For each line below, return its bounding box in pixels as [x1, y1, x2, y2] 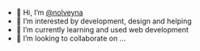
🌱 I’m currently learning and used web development [15, 25, 189, 34]
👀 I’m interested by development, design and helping [15, 16, 192, 26]
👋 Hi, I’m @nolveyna [15, 8, 83, 17]
